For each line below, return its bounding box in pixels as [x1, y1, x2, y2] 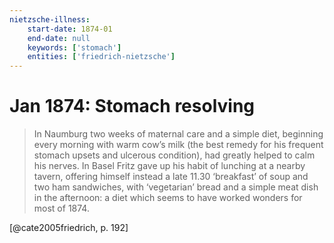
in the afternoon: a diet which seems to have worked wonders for [33, 192, 303, 204]
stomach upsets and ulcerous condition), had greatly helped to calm [33, 149, 316, 161]
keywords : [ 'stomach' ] [27, 42, 122, 53]
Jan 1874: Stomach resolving [9, 95, 256, 118]
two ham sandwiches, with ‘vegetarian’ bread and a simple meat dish [33, 181, 319, 193]
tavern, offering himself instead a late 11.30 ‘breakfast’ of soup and [33, 171, 309, 183]
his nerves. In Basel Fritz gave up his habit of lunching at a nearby [33, 160, 306, 172]
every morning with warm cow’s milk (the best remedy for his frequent [33, 139, 324, 151]
